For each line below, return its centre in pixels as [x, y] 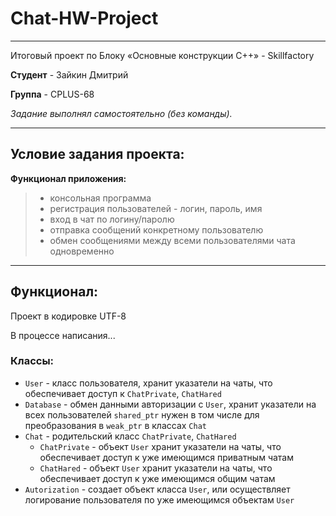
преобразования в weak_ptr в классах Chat [115, 425]
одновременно [82, 251]
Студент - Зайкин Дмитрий [69, 74]
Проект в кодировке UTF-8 [68, 316]
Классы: [32, 361]
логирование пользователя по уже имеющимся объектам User [159, 499]
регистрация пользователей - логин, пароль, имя [156, 208]
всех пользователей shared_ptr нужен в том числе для [142, 414]
